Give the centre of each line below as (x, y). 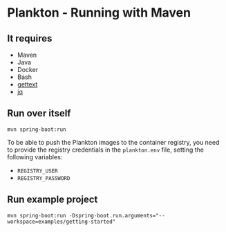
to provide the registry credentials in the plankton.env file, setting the (106, 150)
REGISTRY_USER (37, 171)
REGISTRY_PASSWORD (44, 178)
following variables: (35, 157)
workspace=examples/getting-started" (62, 222)
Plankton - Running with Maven (99, 13)
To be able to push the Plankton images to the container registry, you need (113, 142)
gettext (27, 84)
